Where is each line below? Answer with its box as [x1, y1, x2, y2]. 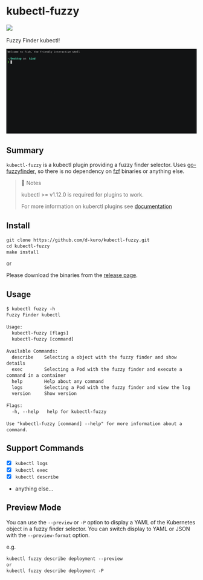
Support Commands [6, 443, 84, 454]
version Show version [11, 391, 77, 397]
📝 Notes [21, 180, 41, 187]
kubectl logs [14, 460, 48, 466]
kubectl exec [14, 467, 48, 473]
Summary [6, 145, 44, 155]
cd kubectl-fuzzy [6, 243, 50, 249]
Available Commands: [6, 348, 59, 354]
